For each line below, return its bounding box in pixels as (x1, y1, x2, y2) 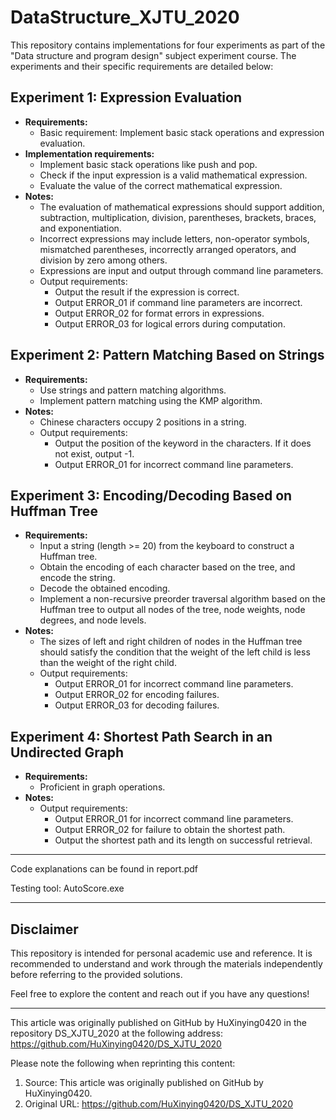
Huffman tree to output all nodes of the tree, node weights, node (39, 604, 306, 616)
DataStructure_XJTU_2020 (10, 6, 240, 29)
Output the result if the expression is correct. (54, 286, 240, 298)
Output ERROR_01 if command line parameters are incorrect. (54, 296, 303, 308)
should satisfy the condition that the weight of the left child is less (39, 646, 311, 658)
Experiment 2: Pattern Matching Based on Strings (10, 347, 325, 364)
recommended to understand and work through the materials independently (10, 958, 323, 970)
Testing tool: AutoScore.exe (10, 882, 125, 895)
